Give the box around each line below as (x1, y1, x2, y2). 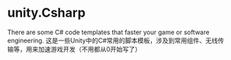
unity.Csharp (7, 5, 86, 21)
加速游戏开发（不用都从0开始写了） (37, 45, 141, 53)
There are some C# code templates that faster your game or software (7, 28, 210, 36)
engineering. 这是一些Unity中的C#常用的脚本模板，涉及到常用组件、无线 (7, 36, 218, 45)
